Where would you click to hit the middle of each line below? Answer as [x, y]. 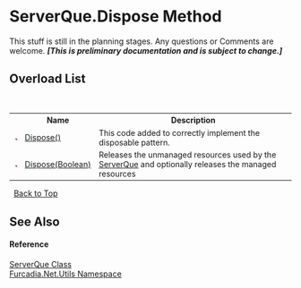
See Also [34, 221]
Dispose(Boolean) [58, 164]
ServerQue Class [41, 264]
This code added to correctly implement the [179, 132]
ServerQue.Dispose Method [116, 17]
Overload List [47, 79]
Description [193, 120]
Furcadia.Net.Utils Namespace [66, 274]
